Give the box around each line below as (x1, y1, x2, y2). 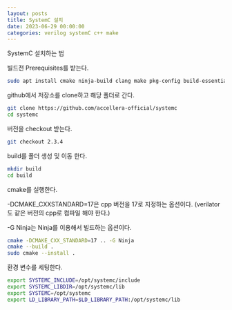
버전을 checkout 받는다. (7, 124, 72, 133)
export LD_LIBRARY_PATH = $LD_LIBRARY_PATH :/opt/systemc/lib (7, 296, 181, 303)
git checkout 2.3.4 (7, 138, 64, 145)
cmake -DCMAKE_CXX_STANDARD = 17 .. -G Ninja (7, 237, 135, 244)
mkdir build (7, 165, 41, 173)
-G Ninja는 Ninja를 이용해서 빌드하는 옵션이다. (7, 223, 132, 231)
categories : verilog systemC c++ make (7, 29, 119, 37)
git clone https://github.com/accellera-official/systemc (7, 105, 177, 112)
